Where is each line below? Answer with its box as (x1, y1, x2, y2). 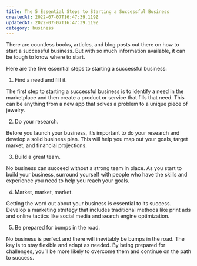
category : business (6, 25, 54, 31)
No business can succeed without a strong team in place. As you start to (6, 165, 182, 172)
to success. (6, 254, 34, 261)
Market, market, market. (14, 189, 74, 196)
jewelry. (6, 107, 25, 114)
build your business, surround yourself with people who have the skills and (6, 171, 188, 178)
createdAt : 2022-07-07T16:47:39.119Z (6, 14, 99, 20)
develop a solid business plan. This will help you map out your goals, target (6, 136, 188, 143)
